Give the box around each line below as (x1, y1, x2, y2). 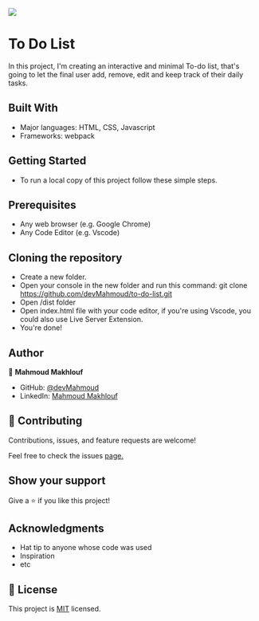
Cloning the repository (8, 251, 123, 265)
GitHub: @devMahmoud (19, 383, 100, 392)
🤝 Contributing (8, 415, 83, 428)
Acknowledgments (8, 522, 105, 536)
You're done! (19, 323, 62, 332)
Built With (8, 101, 58, 115)
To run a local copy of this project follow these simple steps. (19, 175, 218, 185)
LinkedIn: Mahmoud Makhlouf (19, 391, 118, 400)
